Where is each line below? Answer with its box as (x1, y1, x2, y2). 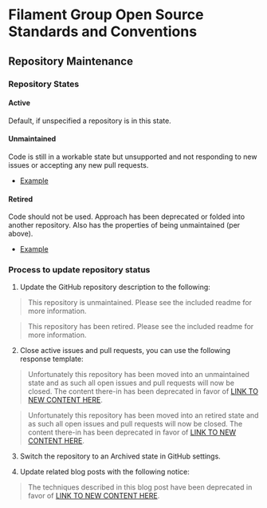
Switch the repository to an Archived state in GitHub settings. (19, 451, 221, 461)
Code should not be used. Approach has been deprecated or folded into (8, 212, 245, 221)
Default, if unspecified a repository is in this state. (8, 116, 171, 125)
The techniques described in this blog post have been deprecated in (27, 482, 253, 492)
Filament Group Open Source (8, 6, 204, 24)
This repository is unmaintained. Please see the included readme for (27, 298, 253, 308)
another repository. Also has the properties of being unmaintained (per (8, 220, 241, 230)
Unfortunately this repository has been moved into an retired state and (27, 411, 259, 420)
